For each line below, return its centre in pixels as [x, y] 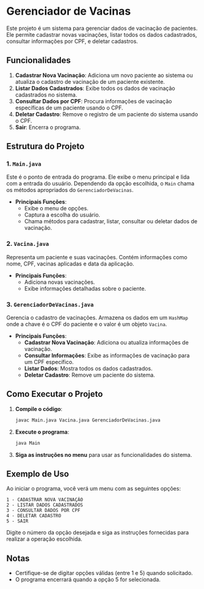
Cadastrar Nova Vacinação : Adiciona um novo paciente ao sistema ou [104, 75]
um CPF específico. [49, 362]
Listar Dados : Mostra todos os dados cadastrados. [88, 369]
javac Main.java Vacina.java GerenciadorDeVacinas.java [88, 420]
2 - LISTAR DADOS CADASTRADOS [45, 505]
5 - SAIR [17, 521]
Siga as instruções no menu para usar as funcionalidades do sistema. [104, 454]
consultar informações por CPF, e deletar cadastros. [72, 41]
